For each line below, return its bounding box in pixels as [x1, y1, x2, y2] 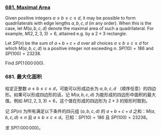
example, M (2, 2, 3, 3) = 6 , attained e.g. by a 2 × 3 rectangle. [5, 31, 128, 37]
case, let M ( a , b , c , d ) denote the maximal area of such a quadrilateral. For [5, 26, 154, 31]
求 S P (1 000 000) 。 [5, 125, 43, 131]
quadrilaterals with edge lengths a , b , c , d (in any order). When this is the [5, 20, 152, 26]
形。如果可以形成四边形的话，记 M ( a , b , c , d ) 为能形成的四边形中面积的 [5, 91, 148, 97]
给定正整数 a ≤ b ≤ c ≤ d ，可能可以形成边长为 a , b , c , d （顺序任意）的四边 [5, 85, 157, 91]
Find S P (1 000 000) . [5, 60, 45, 66]
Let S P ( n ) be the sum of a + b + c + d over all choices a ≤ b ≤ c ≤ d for [5, 40, 149, 46]
